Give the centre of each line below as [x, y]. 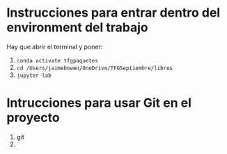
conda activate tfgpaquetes [57, 60]
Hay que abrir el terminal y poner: [55, 46]
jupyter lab [34, 75]
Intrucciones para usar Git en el [99, 103]
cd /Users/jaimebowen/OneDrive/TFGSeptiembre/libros [95, 68]
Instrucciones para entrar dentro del [113, 13]
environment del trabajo [77, 27]
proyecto [33, 118]
